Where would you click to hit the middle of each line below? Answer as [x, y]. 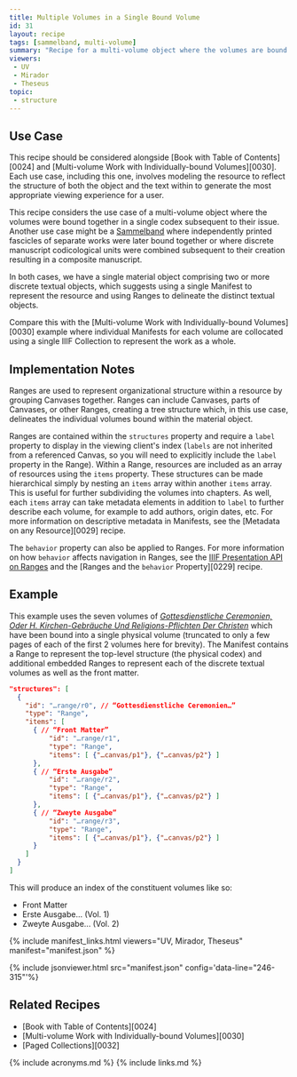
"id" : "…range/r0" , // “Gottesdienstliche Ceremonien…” [131, 706]
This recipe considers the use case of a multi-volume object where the [138, 212]
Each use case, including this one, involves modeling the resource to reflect [147, 176]
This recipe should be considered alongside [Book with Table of [125, 157]
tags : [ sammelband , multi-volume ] [73, 42]
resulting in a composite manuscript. [76, 259]
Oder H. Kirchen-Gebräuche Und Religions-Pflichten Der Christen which [141, 625]
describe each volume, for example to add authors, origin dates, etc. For [141, 511]
